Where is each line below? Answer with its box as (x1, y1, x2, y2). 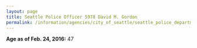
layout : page (6, 8, 38, 15)
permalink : (6, 19, 33, 25)
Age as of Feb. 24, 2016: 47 (6, 36, 74, 43)
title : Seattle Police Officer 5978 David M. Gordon (6, 14, 138, 20)
